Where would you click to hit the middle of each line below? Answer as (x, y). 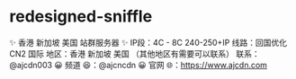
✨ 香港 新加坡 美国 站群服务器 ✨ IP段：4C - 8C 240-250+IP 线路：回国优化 (148, 42)
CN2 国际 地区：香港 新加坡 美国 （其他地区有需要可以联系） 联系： (135, 53)
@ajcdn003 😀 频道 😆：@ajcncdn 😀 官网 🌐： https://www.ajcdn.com (139, 65)
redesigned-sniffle (81, 17)
